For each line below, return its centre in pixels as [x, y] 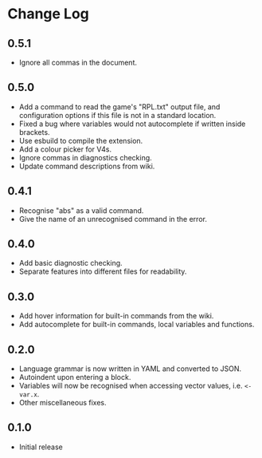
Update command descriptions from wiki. [87, 166]
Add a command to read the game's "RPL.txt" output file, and [119, 107]
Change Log [48, 14]
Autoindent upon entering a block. [75, 377]
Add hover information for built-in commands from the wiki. [116, 316]
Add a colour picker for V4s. [65, 149]
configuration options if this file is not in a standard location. [117, 115]
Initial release [41, 447]
